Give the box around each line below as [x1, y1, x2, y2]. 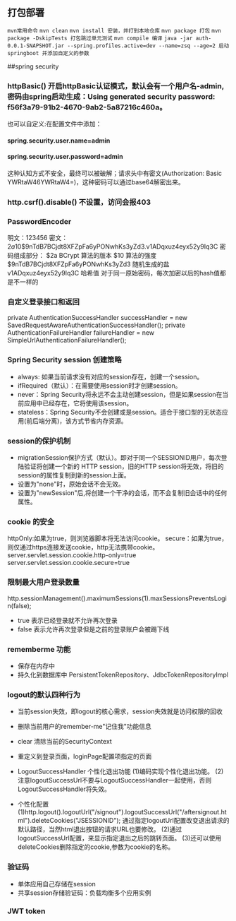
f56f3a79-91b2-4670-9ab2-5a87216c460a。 [7, 102, 167, 112]
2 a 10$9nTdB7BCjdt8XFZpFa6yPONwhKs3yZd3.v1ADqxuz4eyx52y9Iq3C [7, 242, 218, 251]
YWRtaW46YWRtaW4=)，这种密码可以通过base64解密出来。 [7, 177, 185, 186]
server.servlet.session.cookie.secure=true [7, 559, 130, 567]
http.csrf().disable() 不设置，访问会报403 [7, 197, 151, 207]
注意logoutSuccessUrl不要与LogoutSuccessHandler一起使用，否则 [17, 776, 212, 785]
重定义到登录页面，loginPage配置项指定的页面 [17, 752, 152, 761]
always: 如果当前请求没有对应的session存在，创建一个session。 [17, 372, 204, 381]
